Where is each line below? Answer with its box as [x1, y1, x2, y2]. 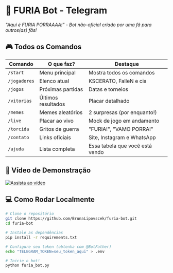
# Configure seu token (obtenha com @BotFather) [5, 244, 112, 249]
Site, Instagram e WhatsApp [88, 133, 156, 141]
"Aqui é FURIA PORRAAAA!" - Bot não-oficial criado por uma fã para [5, 22, 152, 28]
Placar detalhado [88, 97, 130, 104]
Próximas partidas [39, 86, 83, 93]
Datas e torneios [88, 86, 129, 93]
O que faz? [48, 60, 76, 67]
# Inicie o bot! [5, 258, 40, 263]
